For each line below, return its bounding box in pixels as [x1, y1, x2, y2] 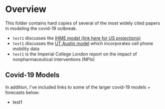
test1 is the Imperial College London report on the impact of [12, 51, 137, 57]
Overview [5, 3, 47, 15]
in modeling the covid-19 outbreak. [5, 25, 77, 31]
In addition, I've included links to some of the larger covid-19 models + [5, 84, 150, 90]
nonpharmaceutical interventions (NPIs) [12, 56, 95, 62]
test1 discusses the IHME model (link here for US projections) [12, 35, 141, 41]
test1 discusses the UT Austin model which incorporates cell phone [12, 40, 153, 46]
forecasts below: [5, 89, 40, 95]
